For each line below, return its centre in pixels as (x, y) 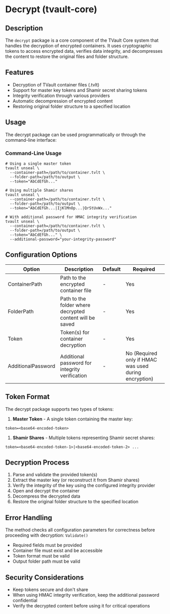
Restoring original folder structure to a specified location (71, 106)
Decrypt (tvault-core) (51, 9)
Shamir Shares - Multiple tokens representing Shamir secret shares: (84, 438)
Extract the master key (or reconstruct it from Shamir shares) (76, 480)
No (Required (142, 353)
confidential (25, 600)
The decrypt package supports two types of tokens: (59, 409)
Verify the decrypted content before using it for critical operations (81, 605)
